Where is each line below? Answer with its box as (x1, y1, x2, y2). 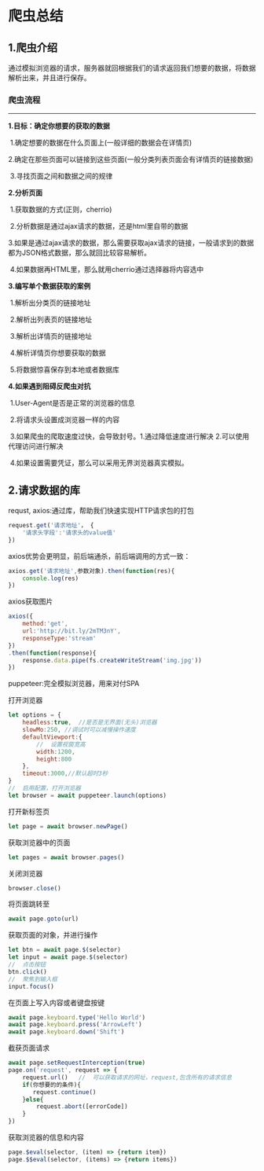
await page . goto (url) (8, 915, 79, 923)
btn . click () (8, 967, 47, 975)
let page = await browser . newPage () (8, 822, 128, 830)
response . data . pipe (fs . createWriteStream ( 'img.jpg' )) (22, 656, 202, 664)
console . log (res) (22, 574, 79, 582)
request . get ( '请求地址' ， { (8, 522, 94, 530)
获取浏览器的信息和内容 (8, 1132, 84, 1142)
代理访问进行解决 (8, 442, 64, 451)
